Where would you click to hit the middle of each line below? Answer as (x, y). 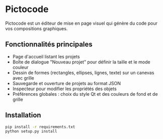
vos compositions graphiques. (36, 28)
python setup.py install (31, 131)
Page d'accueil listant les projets (46, 56)
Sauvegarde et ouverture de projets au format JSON (67, 83)
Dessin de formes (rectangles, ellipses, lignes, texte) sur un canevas (83, 73)
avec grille (23, 78)
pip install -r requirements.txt (40, 127)
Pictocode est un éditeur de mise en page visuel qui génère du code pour (81, 23)
